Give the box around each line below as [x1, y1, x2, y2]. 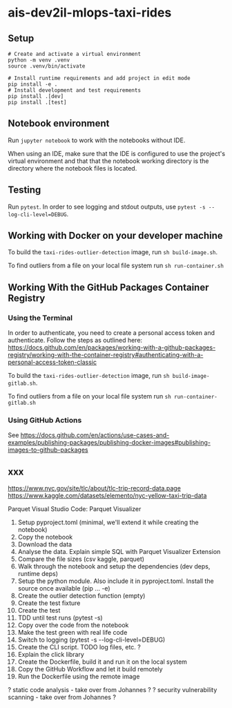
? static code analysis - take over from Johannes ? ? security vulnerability [8, 686, 217, 694]
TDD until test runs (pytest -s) [17, 613, 103, 622]
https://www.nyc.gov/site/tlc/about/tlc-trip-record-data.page [8, 484, 182, 492]
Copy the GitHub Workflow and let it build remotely [17, 665, 163, 673]
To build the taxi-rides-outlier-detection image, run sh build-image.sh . [8, 248, 218, 256]
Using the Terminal [8, 313, 73, 323]
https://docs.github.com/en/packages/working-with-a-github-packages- [8, 343, 216, 352]
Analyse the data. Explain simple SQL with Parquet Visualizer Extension [17, 548, 221, 556]
